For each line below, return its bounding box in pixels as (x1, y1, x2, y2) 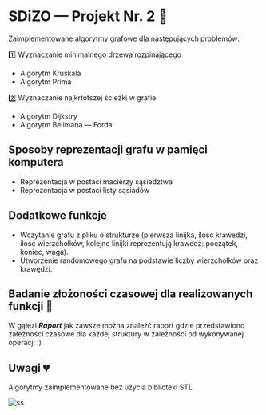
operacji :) (8, 338, 42, 348)
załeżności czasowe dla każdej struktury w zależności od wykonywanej (8, 329, 244, 339)
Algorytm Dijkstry (19, 111, 78, 121)
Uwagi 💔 (8, 361, 50, 375)
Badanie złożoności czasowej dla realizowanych (8, 287, 253, 300)
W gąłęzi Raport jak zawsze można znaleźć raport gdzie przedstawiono (8, 320, 245, 331)
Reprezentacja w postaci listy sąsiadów (19, 185, 150, 195)
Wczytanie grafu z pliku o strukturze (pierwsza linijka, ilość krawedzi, (19, 230, 248, 240)
